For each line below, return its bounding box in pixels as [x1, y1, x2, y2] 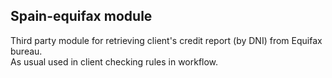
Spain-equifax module [10, 8, 153, 25]
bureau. [10, 45, 43, 57]
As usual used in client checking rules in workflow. [10, 55, 219, 68]
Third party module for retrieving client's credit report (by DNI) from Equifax [10, 34, 323, 46]
